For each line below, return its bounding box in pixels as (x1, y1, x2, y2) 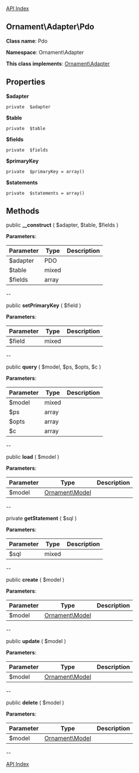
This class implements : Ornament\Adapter (6, 60, 110, 67)
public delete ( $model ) (6, 699, 64, 706)
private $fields (6, 147, 48, 153)
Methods (6, 206, 40, 216)
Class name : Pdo (6, 37, 48, 44)
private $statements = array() (6, 190, 85, 196)
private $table (6, 125, 46, 131)
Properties (6, 77, 46, 87)
